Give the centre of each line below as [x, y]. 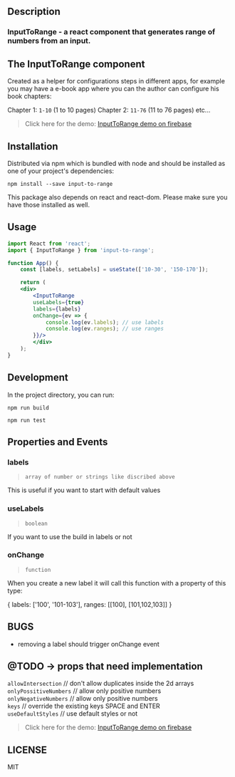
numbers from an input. [49, 41]
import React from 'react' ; [49, 244]
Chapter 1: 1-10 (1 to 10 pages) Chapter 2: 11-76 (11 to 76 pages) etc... [109, 110]
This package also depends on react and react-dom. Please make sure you [117, 197]
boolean [36, 523]
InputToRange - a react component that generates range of [111, 32]
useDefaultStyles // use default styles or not [73, 714]
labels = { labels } [57, 309]
